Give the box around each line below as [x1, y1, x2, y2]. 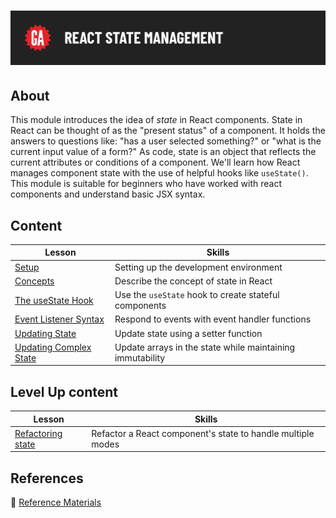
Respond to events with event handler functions [114, 313, 312, 325]
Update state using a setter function [114, 327, 263, 339]
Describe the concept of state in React [114, 275, 273, 287]
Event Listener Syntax [14, 313, 105, 325]
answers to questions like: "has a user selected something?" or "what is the [10, 135, 322, 147]
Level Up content [10, 383, 119, 400]
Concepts [14, 275, 55, 287]
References [10, 470, 84, 487]
